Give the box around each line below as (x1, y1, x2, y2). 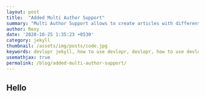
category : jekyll (6, 37, 51, 43)
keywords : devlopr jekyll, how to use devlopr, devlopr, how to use (6, 49, 184, 55)
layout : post (6, 9, 40, 15)
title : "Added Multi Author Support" (6, 15, 105, 21)
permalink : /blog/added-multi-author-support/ (6, 60, 127, 66)
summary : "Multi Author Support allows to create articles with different (6, 20, 201, 26)
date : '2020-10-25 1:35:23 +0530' (6, 32, 95, 38)
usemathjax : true (6, 54, 51, 60)
